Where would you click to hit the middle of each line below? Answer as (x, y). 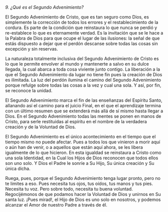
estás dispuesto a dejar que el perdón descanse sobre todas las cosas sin (81, 44)
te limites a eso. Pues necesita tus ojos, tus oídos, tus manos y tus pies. (79, 183)
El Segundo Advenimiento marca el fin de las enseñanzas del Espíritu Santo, (84, 100)
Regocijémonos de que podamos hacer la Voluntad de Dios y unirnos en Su (83, 194)
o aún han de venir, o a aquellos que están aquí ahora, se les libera (74, 147)
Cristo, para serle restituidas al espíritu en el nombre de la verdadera (76, 122)
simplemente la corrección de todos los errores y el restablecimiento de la (82, 22)
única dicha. (18, 168)
